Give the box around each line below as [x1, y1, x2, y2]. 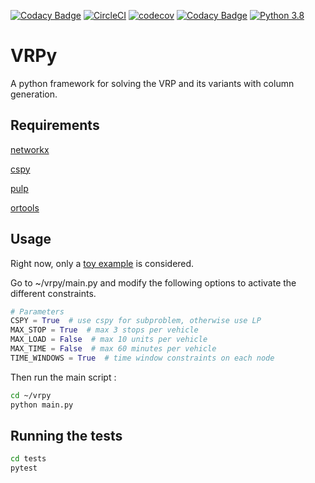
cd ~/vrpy [10, 390, 52, 400]
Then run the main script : [10, 371, 117, 383]
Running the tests [10, 427, 123, 444]
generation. [10, 88, 58, 100]
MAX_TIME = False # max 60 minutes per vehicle [10, 344, 217, 354]
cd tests [10, 454, 47, 464]
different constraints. [10, 287, 97, 299]
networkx [10, 143, 50, 155]
